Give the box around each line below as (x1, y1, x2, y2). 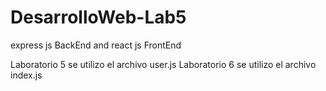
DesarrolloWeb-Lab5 (10, 6, 187, 29)
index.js (10, 69, 43, 81)
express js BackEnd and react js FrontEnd (10, 39, 182, 51)
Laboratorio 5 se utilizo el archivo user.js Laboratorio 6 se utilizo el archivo (10, 58, 317, 70)
